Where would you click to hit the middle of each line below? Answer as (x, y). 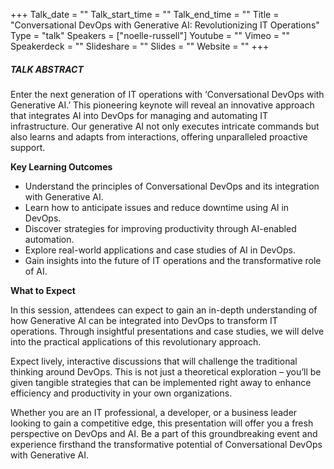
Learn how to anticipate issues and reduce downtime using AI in (157, 207)
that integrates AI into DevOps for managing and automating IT (139, 115)
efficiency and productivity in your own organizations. (121, 393)
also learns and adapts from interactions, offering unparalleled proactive (159, 136)
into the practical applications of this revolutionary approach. (136, 341)
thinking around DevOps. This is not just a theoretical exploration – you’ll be (166, 371)
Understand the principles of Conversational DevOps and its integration (172, 186)
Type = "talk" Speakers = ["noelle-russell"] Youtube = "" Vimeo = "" (150, 35)
